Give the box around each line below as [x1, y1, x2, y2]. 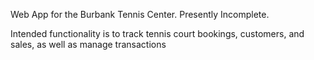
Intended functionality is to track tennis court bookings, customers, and [10, 28, 305, 39]
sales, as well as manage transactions [10, 39, 167, 50]
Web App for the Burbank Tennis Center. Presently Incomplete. [10, 9, 270, 20]
